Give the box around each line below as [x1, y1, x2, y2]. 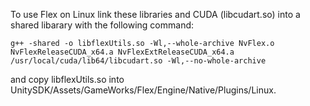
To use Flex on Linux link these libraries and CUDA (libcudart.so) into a [10, 9, 301, 20]
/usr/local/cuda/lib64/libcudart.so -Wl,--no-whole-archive [10, 56, 267, 66]
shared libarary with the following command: [10, 19, 195, 31]
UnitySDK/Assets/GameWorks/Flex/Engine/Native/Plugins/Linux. [10, 84, 277, 96]
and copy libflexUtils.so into [10, 74, 125, 85]
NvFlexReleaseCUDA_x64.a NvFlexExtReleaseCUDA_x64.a [10, 47, 235, 57]
